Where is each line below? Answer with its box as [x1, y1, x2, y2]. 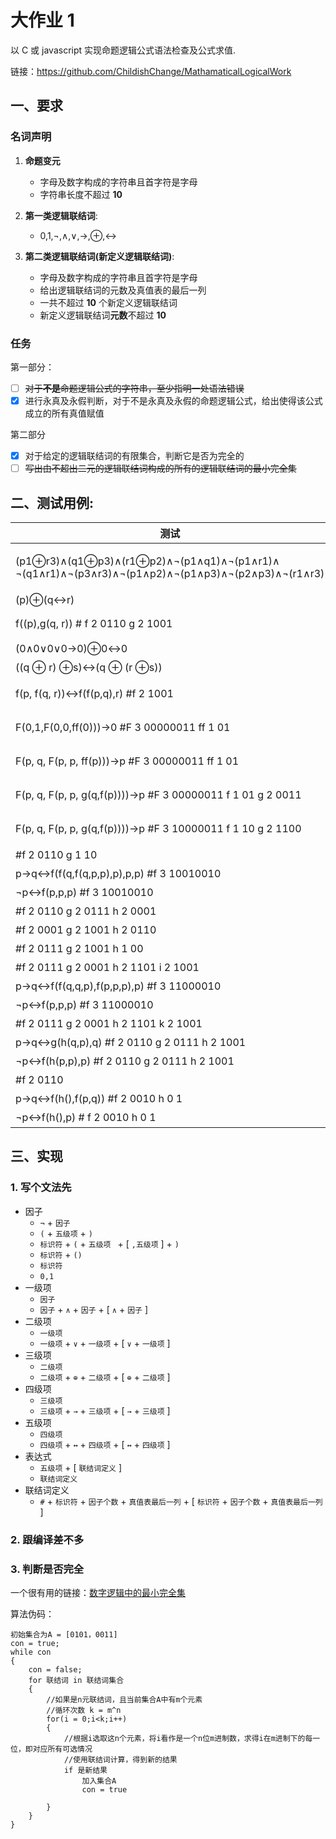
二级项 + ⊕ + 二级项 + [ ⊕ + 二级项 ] [39, 1371, 171, 1383]
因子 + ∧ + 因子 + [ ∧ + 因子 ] [39, 1303, 148, 1315]
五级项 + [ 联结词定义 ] [39, 1461, 122, 1473]
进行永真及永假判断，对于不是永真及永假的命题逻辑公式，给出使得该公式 [24, 394, 323, 406]
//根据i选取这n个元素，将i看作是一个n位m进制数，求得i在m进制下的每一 [63, 1733, 321, 1743]
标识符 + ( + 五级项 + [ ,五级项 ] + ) [39, 1237, 180, 1250]
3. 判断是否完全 [10, 1562, 85, 1576]
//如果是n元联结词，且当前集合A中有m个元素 [46, 1694, 203, 1705]
